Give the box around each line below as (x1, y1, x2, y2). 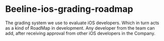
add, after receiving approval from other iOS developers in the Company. (5, 30, 155, 36)
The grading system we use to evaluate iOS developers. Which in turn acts (5, 20, 159, 26)
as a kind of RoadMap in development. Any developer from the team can (5, 25, 155, 31)
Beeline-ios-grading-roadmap (5, 3, 133, 15)
